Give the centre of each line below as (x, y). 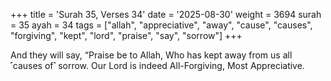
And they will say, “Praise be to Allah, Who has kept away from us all (151, 55)
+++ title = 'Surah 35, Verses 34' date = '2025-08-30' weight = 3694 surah (166, 14)
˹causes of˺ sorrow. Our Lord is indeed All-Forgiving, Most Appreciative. (157, 65)
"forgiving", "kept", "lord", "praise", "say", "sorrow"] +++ (126, 35)
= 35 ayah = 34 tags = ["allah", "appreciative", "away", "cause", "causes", (161, 25)
